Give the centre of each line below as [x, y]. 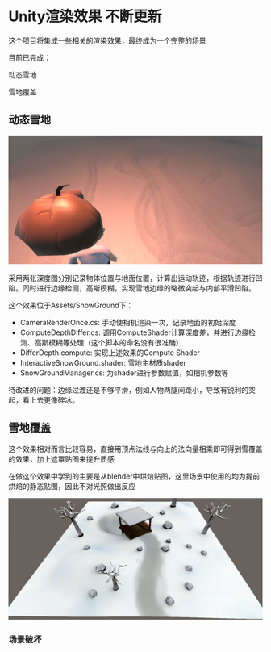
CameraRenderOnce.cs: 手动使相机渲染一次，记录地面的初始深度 [128, 322]
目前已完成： [29, 57]
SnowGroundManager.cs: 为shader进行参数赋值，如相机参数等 [124, 373]
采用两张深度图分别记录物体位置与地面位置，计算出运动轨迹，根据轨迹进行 [132, 278]
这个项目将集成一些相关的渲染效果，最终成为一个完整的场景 [107, 40]
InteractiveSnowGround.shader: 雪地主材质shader [103, 362]
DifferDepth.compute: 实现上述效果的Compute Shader [110, 353]
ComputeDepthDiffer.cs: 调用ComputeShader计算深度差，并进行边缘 [134, 332]
